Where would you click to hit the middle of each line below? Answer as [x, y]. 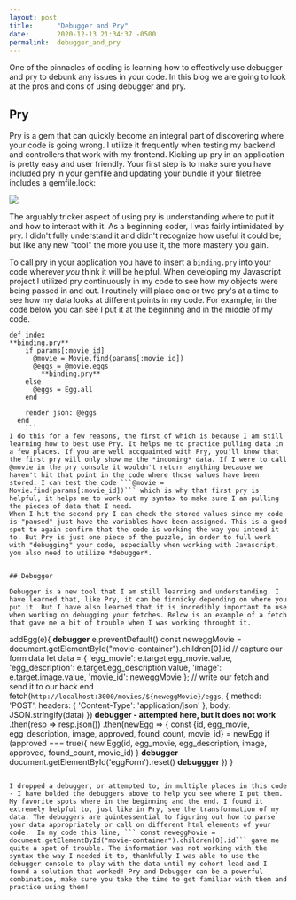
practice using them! [49, 888]
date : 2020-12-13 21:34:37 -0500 [83, 34]
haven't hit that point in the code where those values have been [134, 475]
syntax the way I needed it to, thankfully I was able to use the [134, 856]
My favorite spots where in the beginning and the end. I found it [136, 802]
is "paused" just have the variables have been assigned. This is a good [148, 522]
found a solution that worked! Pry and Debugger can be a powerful [136, 872]
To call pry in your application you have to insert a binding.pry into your [140, 262]
